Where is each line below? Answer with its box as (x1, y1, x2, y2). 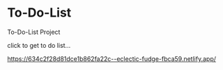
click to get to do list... (7, 41, 71, 49)
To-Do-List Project (7, 28, 61, 36)
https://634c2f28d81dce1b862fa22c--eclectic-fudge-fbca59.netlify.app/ (7, 54, 216, 63)
